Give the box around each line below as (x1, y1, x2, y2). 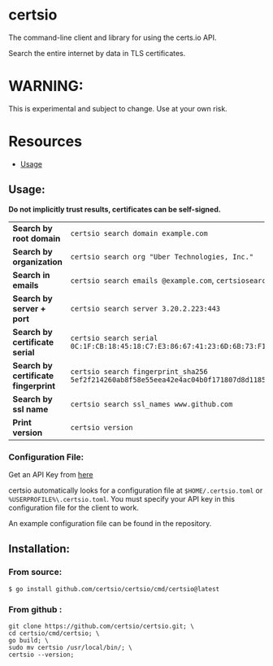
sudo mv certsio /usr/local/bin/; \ (8, 643, 132, 651)
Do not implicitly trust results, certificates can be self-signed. (8, 204, 221, 214)
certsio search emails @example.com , (70, 274, 214, 285)
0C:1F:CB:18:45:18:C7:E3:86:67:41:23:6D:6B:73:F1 (70, 342, 266, 350)
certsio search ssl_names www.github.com (70, 399, 233, 408)
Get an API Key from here (8, 469, 93, 479)
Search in (12, 269, 50, 281)
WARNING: (8, 77, 84, 95)
